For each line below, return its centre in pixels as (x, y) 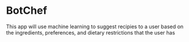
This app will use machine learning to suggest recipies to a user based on (95, 26)
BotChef (27, 11)
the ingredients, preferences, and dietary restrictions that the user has (91, 32)
